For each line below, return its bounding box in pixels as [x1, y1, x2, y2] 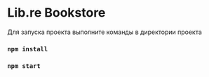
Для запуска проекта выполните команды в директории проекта [7, 28, 202, 36]
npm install [7, 45, 48, 53]
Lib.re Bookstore [7, 5, 106, 21]
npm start [7, 62, 41, 70]
